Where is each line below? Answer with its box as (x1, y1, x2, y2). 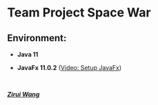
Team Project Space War (7, 5, 151, 21)
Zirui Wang (7, 91, 40, 98)
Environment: (7, 32, 67, 44)
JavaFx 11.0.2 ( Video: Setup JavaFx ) (17, 64, 122, 71)
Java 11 (17, 50, 39, 58)
